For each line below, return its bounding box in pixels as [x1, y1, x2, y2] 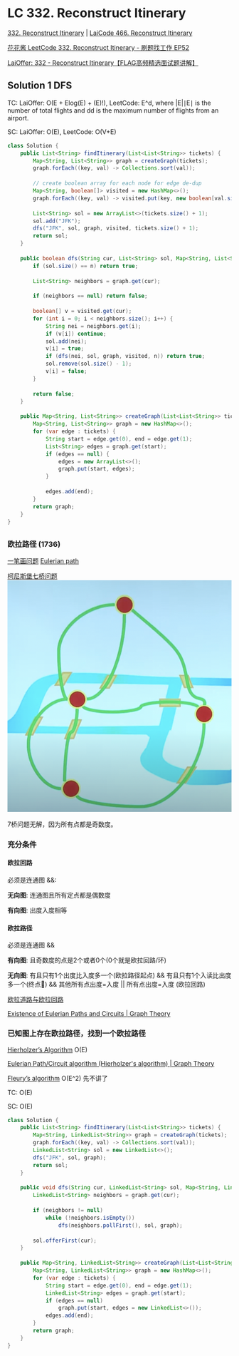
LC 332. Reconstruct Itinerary [7, 5, 186, 21]
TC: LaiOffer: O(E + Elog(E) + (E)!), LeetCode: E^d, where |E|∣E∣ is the [7, 98, 211, 107]
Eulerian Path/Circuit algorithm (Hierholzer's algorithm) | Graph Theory [7, 1059, 215, 1067]
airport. [7, 113, 29, 122]
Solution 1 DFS [7, 80, 73, 92]
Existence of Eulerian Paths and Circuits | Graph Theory [7, 1010, 171, 1018]
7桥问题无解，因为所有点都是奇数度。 [7, 820, 117, 828]
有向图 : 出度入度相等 [7, 906, 68, 915]
